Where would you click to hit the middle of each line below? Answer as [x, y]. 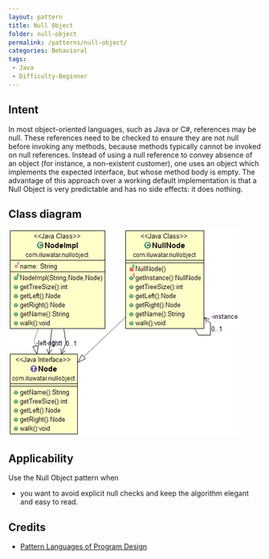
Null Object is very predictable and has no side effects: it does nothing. [126, 189]
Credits [27, 527]
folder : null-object [43, 34]
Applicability [41, 458]
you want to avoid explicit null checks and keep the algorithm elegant [134, 493]
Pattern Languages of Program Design [84, 547]
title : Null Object [41, 25]
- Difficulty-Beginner [50, 76]
